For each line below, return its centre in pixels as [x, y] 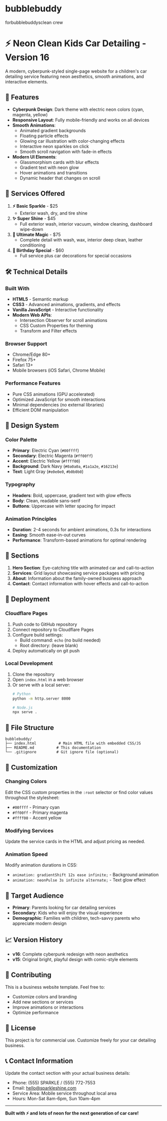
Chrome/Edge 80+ [31, 355]
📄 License [21, 1028]
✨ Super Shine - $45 [34, 218]
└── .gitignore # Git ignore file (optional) [62, 752]
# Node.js [23, 708]
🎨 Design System [32, 426]
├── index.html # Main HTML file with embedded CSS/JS [73, 743]
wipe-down [32, 229]
